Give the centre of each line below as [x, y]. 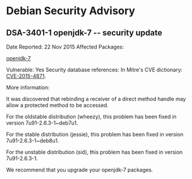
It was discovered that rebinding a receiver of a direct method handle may [96, 99]
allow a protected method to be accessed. [57, 105]
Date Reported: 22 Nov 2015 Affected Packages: [65, 47]
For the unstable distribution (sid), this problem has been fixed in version [95, 152]
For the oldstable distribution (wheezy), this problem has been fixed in [92, 117]
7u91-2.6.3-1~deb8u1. [32, 141]
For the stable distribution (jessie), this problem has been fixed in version [95, 134]
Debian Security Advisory [71, 11]
